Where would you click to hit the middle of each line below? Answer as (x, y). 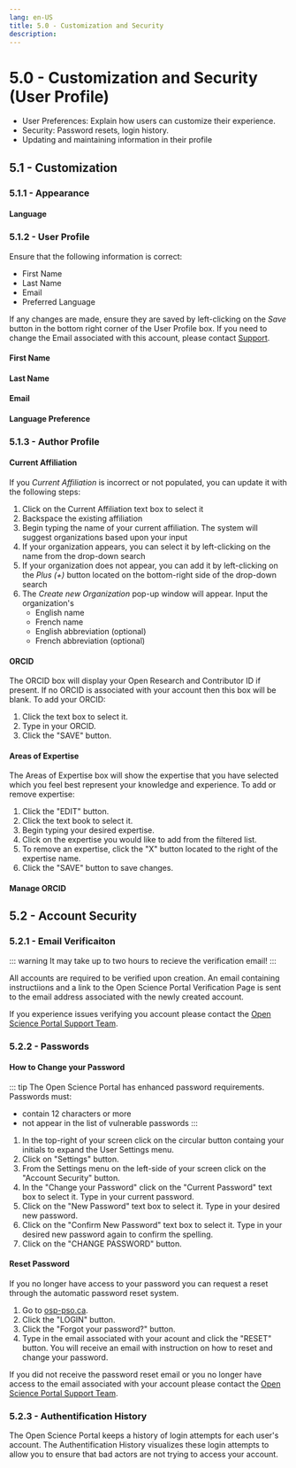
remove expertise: (42, 795)
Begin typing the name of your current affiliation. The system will (140, 528)
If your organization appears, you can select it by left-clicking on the (146, 547)
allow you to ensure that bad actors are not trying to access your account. (144, 1455)
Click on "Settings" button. (70, 1159)
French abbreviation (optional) (90, 641)
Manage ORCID (38, 889)
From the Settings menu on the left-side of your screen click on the (144, 1168)
